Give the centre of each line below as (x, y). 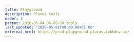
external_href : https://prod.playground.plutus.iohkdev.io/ (67, 32)
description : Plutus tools (32, 14)
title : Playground (24, 9)
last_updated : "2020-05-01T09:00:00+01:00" (50, 28)
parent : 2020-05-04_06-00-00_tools (41, 23)
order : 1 (14, 18)
